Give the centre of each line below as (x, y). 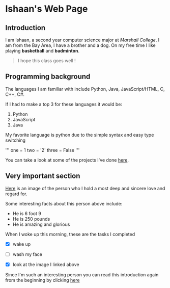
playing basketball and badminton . (42, 51)
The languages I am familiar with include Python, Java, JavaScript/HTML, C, (85, 89)
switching (16, 140)
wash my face (27, 254)
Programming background (48, 77)
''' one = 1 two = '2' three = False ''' (42, 150)
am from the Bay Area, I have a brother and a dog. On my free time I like (81, 45)
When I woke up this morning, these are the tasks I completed (70, 234)
